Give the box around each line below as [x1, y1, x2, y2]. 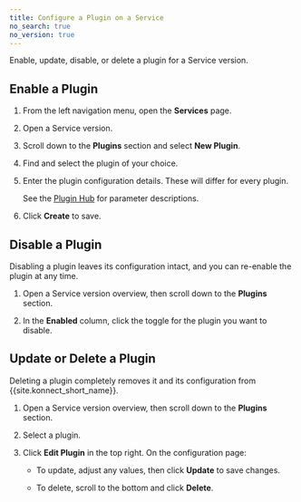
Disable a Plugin [9, 237, 102, 252]
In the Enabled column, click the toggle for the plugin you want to [22, 315, 267, 326]
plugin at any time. [9, 271, 79, 281]
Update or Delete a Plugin [9, 351, 156, 367]
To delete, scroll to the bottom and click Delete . [35, 482, 214, 493]
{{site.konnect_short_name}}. [9, 384, 120, 395]
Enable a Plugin [9, 81, 99, 96]
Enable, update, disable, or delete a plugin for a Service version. [9, 55, 249, 66]
